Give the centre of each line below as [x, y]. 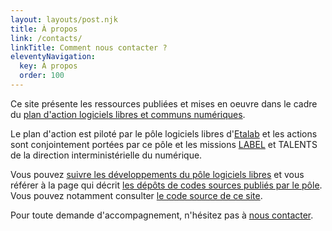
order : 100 [42, 76]
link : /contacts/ [46, 38]
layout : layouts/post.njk [64, 19]
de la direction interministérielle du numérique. [106, 155]
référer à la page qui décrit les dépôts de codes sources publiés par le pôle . [166, 185]
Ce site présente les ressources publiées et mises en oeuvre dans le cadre [164, 103]
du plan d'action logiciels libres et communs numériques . [128, 114]
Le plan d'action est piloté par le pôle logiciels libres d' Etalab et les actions [164, 133]
